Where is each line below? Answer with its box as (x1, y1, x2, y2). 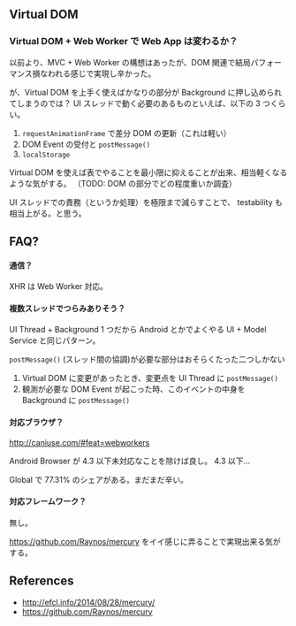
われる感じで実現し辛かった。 (47, 68, 156, 79)
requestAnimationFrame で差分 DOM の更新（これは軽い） (21, 127, 231, 138)
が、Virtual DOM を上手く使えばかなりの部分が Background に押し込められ (9, 87, 283, 97)
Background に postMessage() (21, 395, 131, 406)
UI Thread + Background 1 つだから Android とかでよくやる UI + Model (9, 324, 267, 335)
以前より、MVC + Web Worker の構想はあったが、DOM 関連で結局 (9, 57, 251, 67)
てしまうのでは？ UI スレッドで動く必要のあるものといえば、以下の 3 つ (9, 97, 271, 109)
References (9, 574, 74, 589)
